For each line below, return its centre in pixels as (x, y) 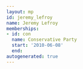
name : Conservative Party (45, 40)
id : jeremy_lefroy (29, 17)
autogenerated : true (32, 56)
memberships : (23, 28)
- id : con (19, 34)
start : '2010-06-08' (38, 46)
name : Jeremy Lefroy (32, 23)
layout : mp (20, 12)
